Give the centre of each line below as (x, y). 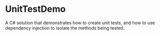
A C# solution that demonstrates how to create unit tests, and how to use (80, 23)
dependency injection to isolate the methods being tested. (65, 28)
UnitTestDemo (35, 9)
